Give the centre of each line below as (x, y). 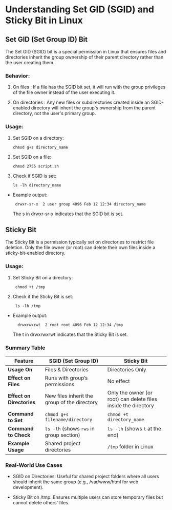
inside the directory (131, 405)
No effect (119, 381)
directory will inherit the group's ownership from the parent (93, 108)
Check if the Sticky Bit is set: (43, 296)
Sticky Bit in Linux (44, 20)
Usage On (20, 370)
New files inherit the (69, 396)
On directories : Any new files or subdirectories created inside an (81, 102)
